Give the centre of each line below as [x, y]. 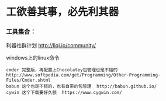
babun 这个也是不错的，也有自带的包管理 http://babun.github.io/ [82, 86]
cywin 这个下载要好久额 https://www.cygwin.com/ [64, 93]
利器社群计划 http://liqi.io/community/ [51, 46]
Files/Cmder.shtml [28, 80]
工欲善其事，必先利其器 [63, 12]
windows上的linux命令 [33, 58]
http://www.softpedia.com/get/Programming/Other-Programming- [83, 75]
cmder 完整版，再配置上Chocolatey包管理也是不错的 [62, 70]
